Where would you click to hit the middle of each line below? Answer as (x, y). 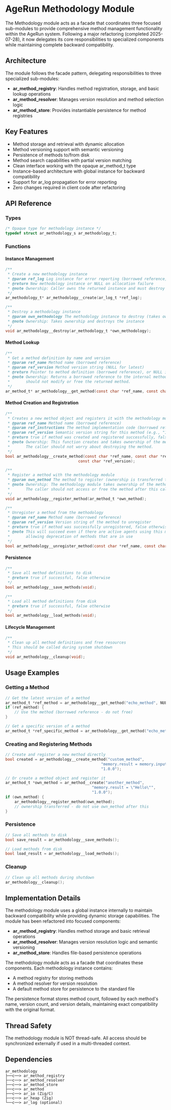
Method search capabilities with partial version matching (72, 160)
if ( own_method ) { (25, 797)
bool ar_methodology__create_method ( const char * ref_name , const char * (84, 456)
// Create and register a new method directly (55, 755)
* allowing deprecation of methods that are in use (70, 536)
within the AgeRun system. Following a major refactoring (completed (77, 34)
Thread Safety (28, 1025)
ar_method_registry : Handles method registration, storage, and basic (86, 88)
